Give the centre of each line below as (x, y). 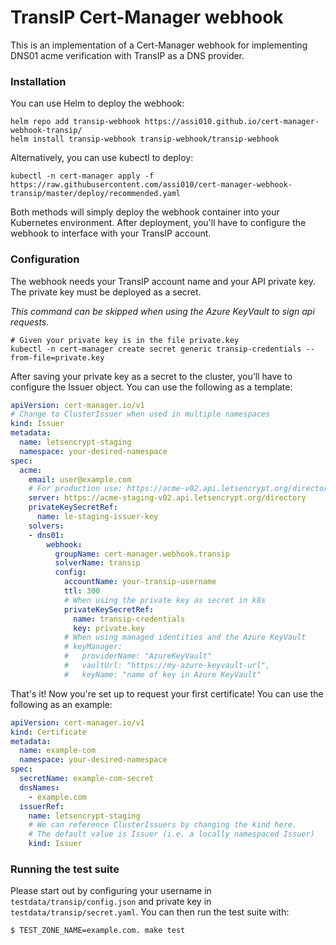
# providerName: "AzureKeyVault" (138, 656)
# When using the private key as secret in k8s (165, 600)
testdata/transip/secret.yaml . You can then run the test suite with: (150, 912)
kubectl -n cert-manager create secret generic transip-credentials (156, 349)
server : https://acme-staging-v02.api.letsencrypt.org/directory (167, 498)
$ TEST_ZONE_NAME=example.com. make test (98, 931)
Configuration (45, 259)
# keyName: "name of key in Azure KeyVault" (162, 674)
